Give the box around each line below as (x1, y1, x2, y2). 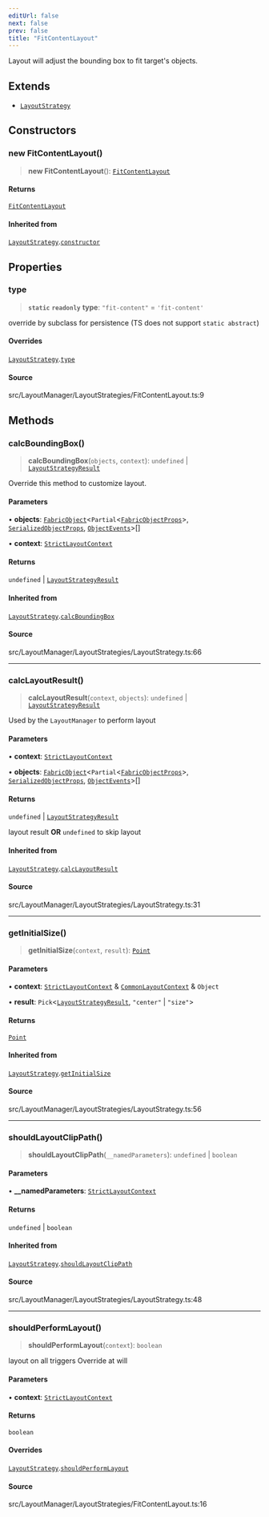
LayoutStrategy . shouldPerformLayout (8, 1462, 130, 1472)
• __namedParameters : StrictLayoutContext (8, 1186, 157, 1195)
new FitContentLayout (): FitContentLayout (27, 166, 171, 176)
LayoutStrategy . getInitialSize (8, 1068, 111, 1078)
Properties (8, 260, 62, 273)
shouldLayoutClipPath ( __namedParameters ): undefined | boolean (27, 1150, 238, 1159)
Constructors (8, 123, 77, 137)
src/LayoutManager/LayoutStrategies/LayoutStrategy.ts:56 (8, 1104, 202, 1114)
